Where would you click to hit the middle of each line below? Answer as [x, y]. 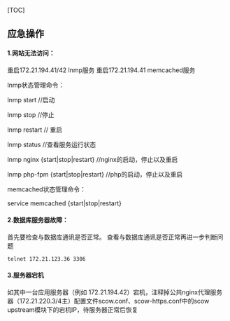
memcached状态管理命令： [46, 189]
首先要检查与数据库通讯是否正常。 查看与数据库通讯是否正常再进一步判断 [112, 237]
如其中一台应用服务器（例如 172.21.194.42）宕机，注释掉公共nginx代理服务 [115, 292]
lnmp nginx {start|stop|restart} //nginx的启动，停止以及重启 [93, 159]
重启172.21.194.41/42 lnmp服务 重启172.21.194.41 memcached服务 [101, 70]
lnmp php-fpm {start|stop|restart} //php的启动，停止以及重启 [95, 174]
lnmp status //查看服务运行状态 [52, 144]
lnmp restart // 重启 [35, 130]
